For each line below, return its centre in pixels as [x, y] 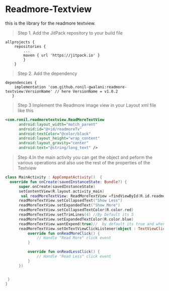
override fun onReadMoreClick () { [64, 233]
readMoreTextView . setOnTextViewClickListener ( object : [77, 229]
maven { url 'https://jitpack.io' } [62, 55]
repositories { [30, 46]
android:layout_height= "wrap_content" [59, 138]
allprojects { [20, 42]
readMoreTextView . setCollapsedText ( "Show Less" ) [70, 201]
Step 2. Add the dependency [47, 73]
